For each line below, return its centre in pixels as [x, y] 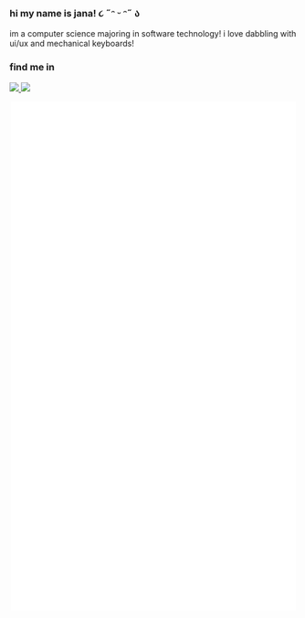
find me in [32, 68]
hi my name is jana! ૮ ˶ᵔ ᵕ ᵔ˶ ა [74, 13]
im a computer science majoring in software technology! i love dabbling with [153, 34]
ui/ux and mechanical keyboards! [72, 44]
